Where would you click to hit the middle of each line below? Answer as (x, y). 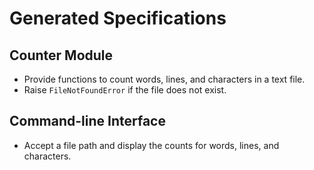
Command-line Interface (87, 121)
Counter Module (61, 55)
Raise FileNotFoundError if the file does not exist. (125, 90)
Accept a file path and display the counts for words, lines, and (151, 145)
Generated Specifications (118, 18)
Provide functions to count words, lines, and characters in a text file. (164, 79)
